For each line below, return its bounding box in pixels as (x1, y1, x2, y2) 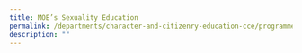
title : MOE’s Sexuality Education (9, 13, 139, 22)
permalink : (9, 22, 50, 31)
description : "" (9, 30, 70, 39)
